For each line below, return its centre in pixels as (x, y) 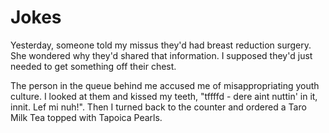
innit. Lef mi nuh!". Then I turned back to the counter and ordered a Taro (158, 107)
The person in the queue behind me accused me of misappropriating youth (165, 85)
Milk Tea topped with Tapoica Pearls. (86, 117)
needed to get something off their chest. (93, 66)
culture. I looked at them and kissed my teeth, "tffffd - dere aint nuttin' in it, (164, 96)
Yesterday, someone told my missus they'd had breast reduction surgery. (161, 45)
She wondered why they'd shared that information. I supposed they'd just (161, 55)
